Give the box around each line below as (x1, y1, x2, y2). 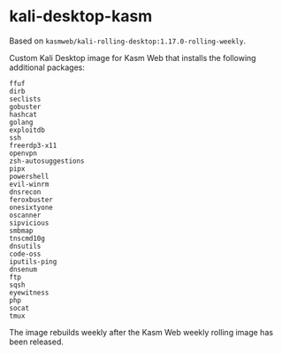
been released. (9, 336, 65, 347)
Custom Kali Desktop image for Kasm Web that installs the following (9, 52, 256, 63)
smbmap (9, 226, 34, 235)
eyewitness (9, 288, 50, 297)
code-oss (9, 250, 42, 258)
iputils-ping (9, 257, 57, 266)
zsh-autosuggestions (9, 157, 86, 165)
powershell (9, 172, 50, 181)
